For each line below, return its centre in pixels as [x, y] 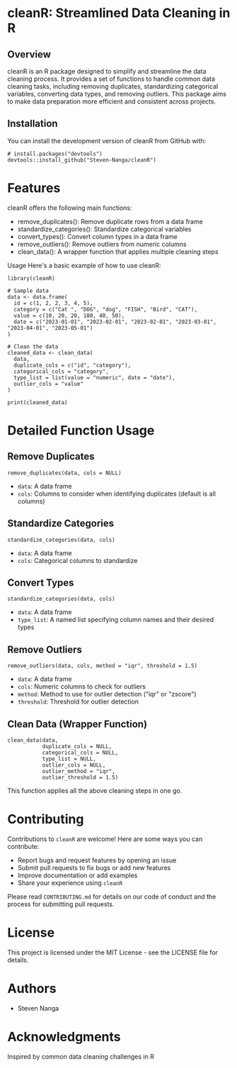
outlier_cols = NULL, [74, 765]
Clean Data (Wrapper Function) [77, 724]
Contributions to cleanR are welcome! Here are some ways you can [105, 839]
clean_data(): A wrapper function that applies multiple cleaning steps [118, 251]
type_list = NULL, [69, 759]
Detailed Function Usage [81, 430]
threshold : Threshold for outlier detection [78, 702]
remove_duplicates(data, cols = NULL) [64, 473]
